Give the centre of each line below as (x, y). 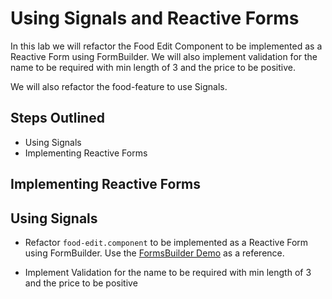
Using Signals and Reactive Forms (155, 18)
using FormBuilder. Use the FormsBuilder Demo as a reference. (154, 253)
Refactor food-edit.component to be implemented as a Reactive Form (166, 242)
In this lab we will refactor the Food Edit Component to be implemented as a (166, 46)
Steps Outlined (57, 118)
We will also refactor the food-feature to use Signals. (119, 86)
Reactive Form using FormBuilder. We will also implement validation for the (164, 56)
